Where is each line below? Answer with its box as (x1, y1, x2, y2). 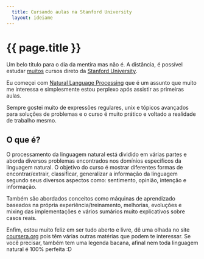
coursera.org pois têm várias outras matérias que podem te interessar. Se (6, 233, 191, 240)
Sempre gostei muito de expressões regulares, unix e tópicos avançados (6, 104, 189, 112)
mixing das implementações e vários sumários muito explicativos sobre (6, 208, 186, 215)
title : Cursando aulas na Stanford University (12, 9, 132, 15)
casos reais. (6, 215, 37, 222)
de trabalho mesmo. (6, 117, 57, 124)
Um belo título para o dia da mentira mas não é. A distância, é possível (6, 61, 183, 68)
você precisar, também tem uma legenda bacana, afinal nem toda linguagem (6, 239, 199, 247)
